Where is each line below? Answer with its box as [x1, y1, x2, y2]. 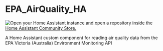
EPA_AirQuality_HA [5, 3, 87, 15]
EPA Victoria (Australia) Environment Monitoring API [5, 40, 112, 46]
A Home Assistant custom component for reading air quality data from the [5, 35, 158, 41]
